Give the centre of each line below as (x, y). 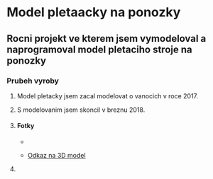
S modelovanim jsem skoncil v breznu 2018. (81, 110)
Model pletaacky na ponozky (94, 12)
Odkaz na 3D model (56, 156)
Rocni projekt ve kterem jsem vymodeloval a (106, 39)
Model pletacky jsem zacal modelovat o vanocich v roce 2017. (108, 96)
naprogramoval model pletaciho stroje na (99, 49)
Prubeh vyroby (33, 81)
